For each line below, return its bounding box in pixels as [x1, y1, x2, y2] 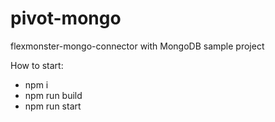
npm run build [24, 89, 83, 101]
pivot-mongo [10, 7, 122, 30]
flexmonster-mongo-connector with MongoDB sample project [10, 40, 265, 52]
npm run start [24, 100, 82, 112]
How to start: [10, 59, 64, 71]
